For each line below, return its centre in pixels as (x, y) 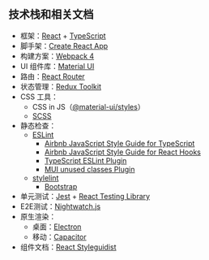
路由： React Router (52, 76)
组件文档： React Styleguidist (68, 247)
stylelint (45, 178)
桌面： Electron (57, 227)
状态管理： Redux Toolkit (60, 86)
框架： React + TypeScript (63, 36)
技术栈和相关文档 (51, 15)
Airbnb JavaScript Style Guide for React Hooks (122, 152)
